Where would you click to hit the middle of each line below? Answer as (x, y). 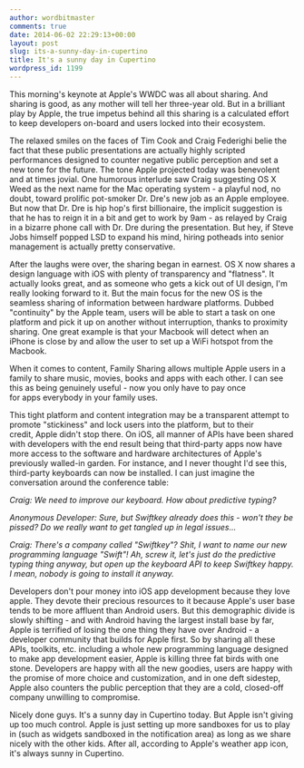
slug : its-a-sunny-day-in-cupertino (78, 52)
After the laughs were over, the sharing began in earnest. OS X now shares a (152, 264)
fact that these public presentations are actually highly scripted (127, 150)
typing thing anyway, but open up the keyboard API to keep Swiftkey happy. (152, 564)
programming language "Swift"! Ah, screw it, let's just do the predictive (143, 554)
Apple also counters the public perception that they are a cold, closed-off (147, 687)
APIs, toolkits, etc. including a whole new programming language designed (149, 648)
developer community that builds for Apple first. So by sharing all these (142, 639)
